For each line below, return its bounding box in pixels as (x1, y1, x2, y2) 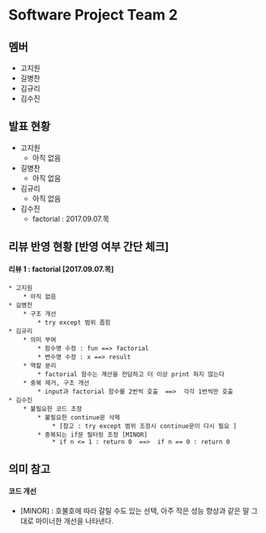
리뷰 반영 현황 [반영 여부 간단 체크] (8, 240, 169, 253)
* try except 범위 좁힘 (37, 318, 111, 327)
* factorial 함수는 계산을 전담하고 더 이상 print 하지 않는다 (37, 370, 225, 379)
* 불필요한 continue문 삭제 (37, 414, 120, 422)
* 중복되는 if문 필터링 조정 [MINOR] (37, 431, 148, 440)
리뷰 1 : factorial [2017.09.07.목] (8, 264, 114, 274)
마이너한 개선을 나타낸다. (35, 516, 114, 526)
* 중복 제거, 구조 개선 (23, 379, 90, 388)
